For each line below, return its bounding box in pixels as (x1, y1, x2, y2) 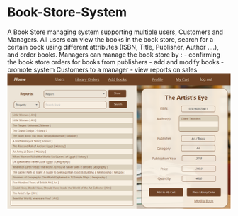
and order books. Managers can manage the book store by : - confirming (7, 50, 221, 59)
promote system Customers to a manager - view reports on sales (7, 65, 198, 74)
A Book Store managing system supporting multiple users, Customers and (7, 28, 224, 36)
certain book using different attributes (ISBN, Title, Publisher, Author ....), (7, 42, 220, 51)
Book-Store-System (7, 4, 127, 21)
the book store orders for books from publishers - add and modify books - (7, 57, 225, 66)
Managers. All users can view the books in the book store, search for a (7, 35, 214, 43)
